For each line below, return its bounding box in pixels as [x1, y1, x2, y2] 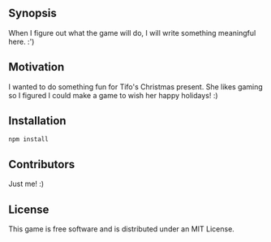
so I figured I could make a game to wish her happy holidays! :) [8, 90, 218, 100]
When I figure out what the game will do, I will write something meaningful [8, 28, 256, 37]
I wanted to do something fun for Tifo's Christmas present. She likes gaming [8, 81, 264, 92]
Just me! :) [8, 179, 45, 189]
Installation [8, 114, 67, 128]
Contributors [8, 158, 75, 171]
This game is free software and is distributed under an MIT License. [8, 224, 235, 234]
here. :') [8, 37, 35, 46]
